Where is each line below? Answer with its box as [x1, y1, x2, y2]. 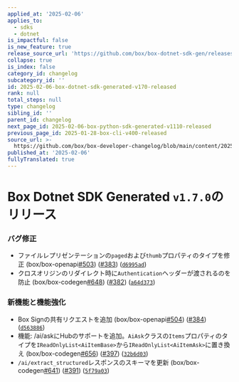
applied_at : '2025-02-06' [7, 10, 84, 18]
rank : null [7, 90, 40, 97]
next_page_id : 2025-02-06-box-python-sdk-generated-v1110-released [7, 122, 212, 130]
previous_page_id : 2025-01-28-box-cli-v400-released [7, 129, 167, 137]
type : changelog [7, 103, 55, 110]
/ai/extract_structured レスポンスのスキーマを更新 [17, 358, 169, 366]
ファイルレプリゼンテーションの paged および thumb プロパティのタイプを [17, 251, 224, 260]
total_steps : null [7, 97, 62, 104]
